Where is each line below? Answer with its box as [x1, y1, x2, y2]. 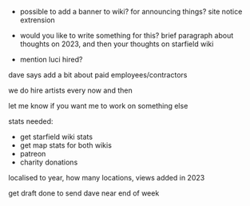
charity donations [19, 157, 78, 167]
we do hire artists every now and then [8, 85, 133, 95]
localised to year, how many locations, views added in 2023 [8, 173, 205, 182]
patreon [19, 149, 46, 158]
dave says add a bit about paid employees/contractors [8, 70, 188, 79]
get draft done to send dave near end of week [8, 188, 160, 198]
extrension [19, 15, 56, 25]
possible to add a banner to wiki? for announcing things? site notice [19, 7, 243, 16]
